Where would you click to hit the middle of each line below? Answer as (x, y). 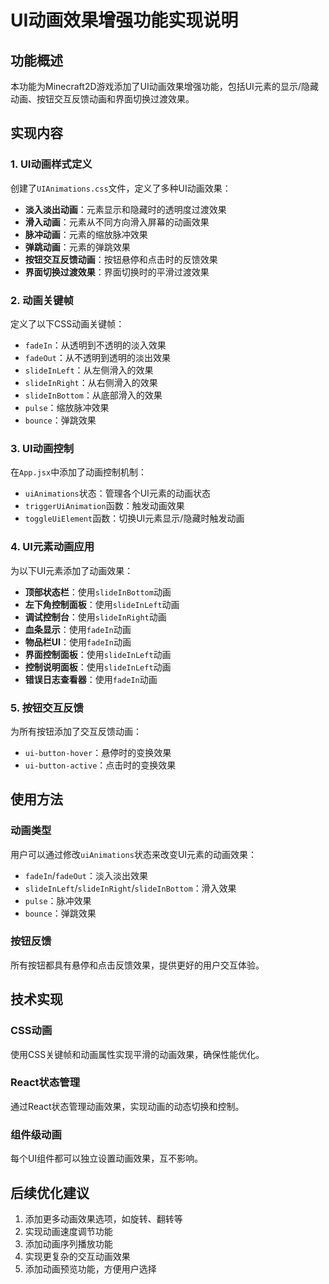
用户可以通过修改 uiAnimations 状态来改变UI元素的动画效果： (134, 854)
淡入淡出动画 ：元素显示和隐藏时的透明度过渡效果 (125, 209)
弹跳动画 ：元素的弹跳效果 (77, 247)
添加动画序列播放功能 (68, 1243)
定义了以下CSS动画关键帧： (67, 323)
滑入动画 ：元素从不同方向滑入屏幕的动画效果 (117, 222)
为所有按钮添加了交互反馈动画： (76, 731)
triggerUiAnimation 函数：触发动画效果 (104, 506)
